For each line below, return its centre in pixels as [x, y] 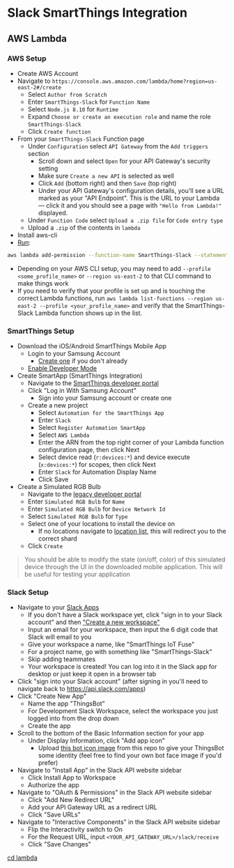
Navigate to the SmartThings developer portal [93, 383]
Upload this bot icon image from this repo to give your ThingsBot [131, 748]
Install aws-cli [37, 235]
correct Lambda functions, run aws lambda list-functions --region [115, 298]
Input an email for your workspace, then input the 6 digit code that [123, 630]
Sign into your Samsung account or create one [105, 398]
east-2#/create [39, 87]
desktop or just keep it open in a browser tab [92, 674]
